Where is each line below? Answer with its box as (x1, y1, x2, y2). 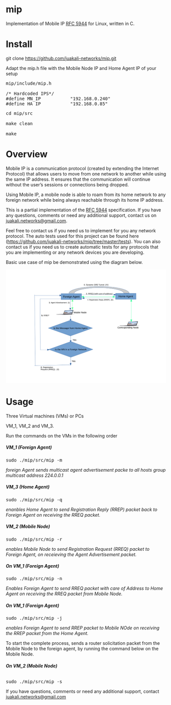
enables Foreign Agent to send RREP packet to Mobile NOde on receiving (6, 625, 160, 631)
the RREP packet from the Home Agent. (6, 630, 89, 637)
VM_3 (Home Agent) (6, 484, 50, 490)
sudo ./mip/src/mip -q (6, 497, 63, 502)
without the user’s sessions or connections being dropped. (6, 181, 129, 187)
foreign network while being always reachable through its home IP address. (6, 197, 164, 203)
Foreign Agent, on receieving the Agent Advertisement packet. (6, 551, 137, 557)
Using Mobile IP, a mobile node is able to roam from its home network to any (6, 191, 166, 198)
